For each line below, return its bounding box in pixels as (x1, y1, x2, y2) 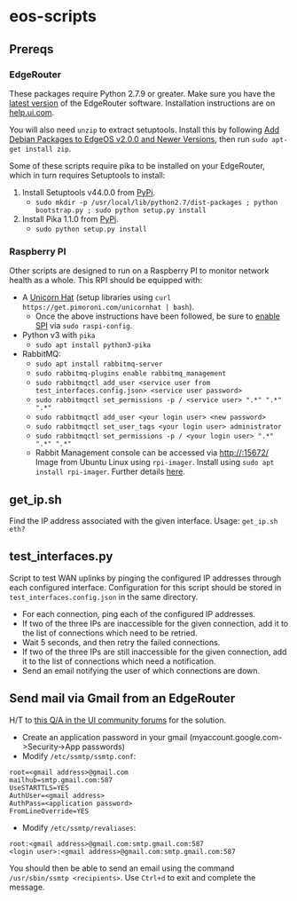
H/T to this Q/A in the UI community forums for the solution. (9, 715, 227, 725)
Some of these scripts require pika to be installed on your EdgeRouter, (9, 160, 266, 170)
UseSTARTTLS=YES (9, 783, 69, 792)
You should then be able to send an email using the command (9, 863, 235, 873)
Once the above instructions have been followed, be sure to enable (35, 311, 281, 321)
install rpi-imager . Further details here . (35, 466, 186, 477)
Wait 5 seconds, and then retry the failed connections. (21, 636, 221, 647)
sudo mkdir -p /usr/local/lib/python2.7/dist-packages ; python (35, 198, 278, 207)
